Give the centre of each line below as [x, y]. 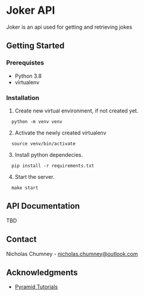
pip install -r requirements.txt [53, 166]
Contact [21, 239]
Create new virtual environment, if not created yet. [76, 111]
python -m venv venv [37, 121]
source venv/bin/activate [44, 144]
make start [25, 188]
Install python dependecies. [49, 155]
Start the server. [35, 176]
